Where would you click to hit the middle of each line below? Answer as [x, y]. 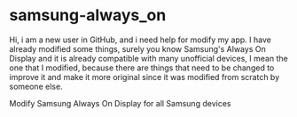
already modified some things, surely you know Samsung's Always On [137, 48]
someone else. [36, 86]
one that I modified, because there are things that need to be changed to [142, 68]
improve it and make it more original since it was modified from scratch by [145, 77]
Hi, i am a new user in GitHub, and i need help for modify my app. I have [141, 40]
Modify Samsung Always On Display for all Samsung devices [120, 103]
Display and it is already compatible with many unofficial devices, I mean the [148, 58]
